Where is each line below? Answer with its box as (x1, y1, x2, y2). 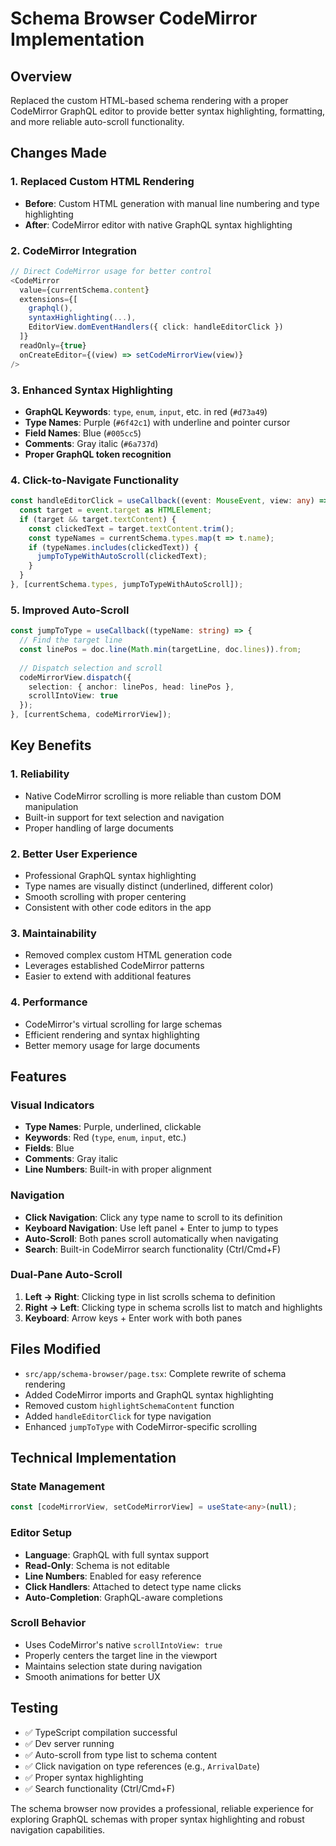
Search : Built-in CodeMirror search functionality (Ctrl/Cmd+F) (24, 1243, 282, 1255)
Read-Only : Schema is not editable (24, 1559, 170, 1571)
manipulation (24, 800, 79, 812)
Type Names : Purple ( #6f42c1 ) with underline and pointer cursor (24, 416, 291, 428)
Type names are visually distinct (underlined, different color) (24, 880, 274, 892)
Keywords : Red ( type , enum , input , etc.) (24, 1132, 187, 1144)
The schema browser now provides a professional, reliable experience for (10, 1802, 314, 1814)
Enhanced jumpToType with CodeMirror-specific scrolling (24, 1420, 258, 1432)
